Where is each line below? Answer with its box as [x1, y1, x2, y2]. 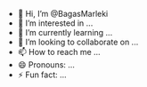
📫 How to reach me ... [17, 47, 101, 57]
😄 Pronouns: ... [17, 59, 76, 70]
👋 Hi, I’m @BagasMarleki [17, 9, 109, 19]
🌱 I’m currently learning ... [17, 28, 113, 37]
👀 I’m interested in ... [17, 18, 94, 28]
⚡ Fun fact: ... [17, 69, 67, 80]
